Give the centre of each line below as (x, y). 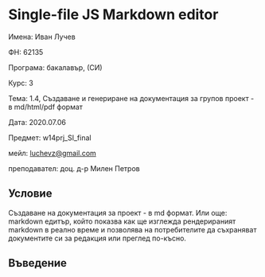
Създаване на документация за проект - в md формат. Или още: (118, 213)
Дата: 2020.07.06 (37, 122)
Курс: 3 (21, 83)
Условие (30, 194)
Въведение (38, 263)
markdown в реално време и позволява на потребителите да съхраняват (132, 229)
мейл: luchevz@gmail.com (53, 153)
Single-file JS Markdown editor (113, 15)
